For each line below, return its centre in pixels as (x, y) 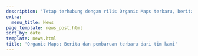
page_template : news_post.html (44, 28)
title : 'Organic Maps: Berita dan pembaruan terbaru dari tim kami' (92, 44)
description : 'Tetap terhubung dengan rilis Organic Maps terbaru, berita (100, 11)
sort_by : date (24, 33)
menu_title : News (33, 22)
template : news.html (32, 38)
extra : (14, 17)
